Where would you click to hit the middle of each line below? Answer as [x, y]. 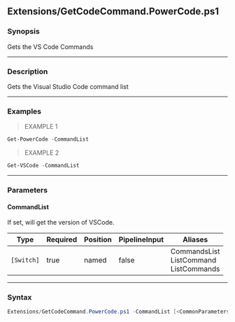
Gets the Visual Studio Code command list [68, 86]
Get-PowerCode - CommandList [48, 139]
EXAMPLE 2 [42, 153]
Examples [24, 111]
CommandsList [195, 251]
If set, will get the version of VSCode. [61, 223]
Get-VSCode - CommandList [43, 166]
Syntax [20, 297]
